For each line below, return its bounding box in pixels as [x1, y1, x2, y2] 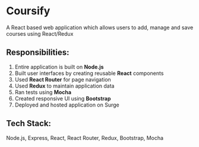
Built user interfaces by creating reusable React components [14, 70, 164, 77]
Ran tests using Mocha [14, 88, 72, 96]
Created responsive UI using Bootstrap [14, 95, 111, 102]
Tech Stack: [6, 118, 52, 129]
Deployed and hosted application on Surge [14, 101, 120, 108]
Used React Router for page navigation [14, 76, 111, 83]
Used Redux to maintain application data [14, 82, 115, 89]
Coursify [6, 4, 50, 18]
